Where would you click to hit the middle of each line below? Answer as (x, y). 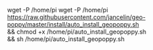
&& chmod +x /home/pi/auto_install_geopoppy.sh (77, 32)
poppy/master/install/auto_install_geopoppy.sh (73, 24)
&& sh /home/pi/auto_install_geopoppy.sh (66, 39)
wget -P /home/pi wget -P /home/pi (58, 10)
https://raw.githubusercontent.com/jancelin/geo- (76, 17)
